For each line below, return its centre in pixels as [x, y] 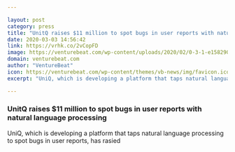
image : [17, 53]
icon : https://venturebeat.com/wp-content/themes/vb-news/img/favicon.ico [119, 72]
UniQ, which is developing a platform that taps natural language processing [115, 133]
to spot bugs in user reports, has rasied [64, 140]
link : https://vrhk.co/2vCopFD [53, 46]
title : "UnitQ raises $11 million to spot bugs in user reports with [111, 33]
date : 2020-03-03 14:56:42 [47, 39]
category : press [31, 26]
